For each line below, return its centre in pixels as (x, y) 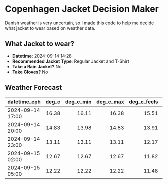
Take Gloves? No (30, 72)
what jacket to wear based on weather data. (50, 28)
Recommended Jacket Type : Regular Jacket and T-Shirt (71, 61)
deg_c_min (78, 102)
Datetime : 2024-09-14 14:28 (42, 56)
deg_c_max (110, 102)
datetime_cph (24, 102)
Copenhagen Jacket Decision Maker (82, 9)
